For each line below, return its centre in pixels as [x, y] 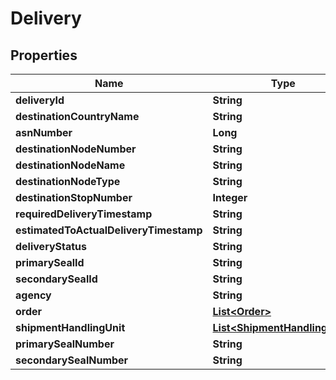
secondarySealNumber [72, 360]
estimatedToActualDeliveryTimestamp [109, 230]
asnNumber [44, 132]
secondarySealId [56, 279]
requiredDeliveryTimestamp [84, 214]
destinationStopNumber [74, 197]
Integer [230, 197]
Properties [44, 55]
